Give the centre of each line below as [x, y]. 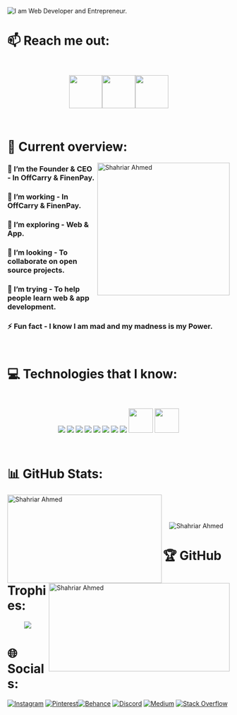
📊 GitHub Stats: [55, 474]
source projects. [36, 270]
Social [26, 669]
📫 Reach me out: [59, 41]
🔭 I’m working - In [38, 197]
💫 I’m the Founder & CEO [50, 169]
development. [32, 306]
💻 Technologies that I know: [92, 374]
